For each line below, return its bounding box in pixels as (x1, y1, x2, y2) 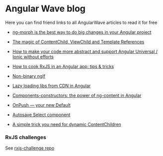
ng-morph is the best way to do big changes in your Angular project (12, 29, 152, 35)
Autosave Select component (12, 112, 71, 118)
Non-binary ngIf (12, 73, 46, 79)
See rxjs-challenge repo (5, 145, 55, 151)
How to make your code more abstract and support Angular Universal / (12, 48, 158, 54)
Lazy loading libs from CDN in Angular (12, 83, 91, 89)
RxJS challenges (5, 134, 46, 141)
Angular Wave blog (5, 3, 86, 14)
